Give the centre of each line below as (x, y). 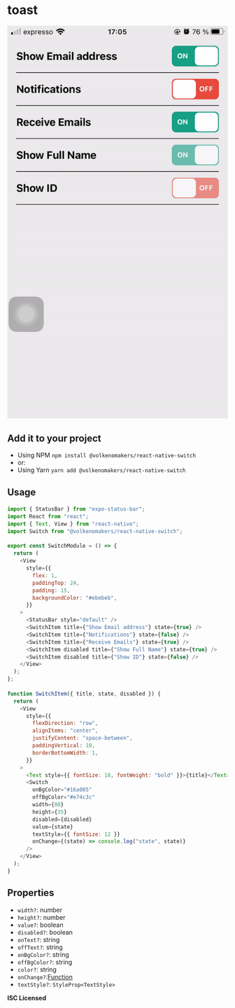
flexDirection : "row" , (65, 724)
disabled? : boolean (45, 932)
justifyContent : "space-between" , (83, 738)
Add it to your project (54, 438)
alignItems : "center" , (65, 731)
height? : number (41, 917)
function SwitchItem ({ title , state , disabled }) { (84, 693)
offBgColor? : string (45, 962)
